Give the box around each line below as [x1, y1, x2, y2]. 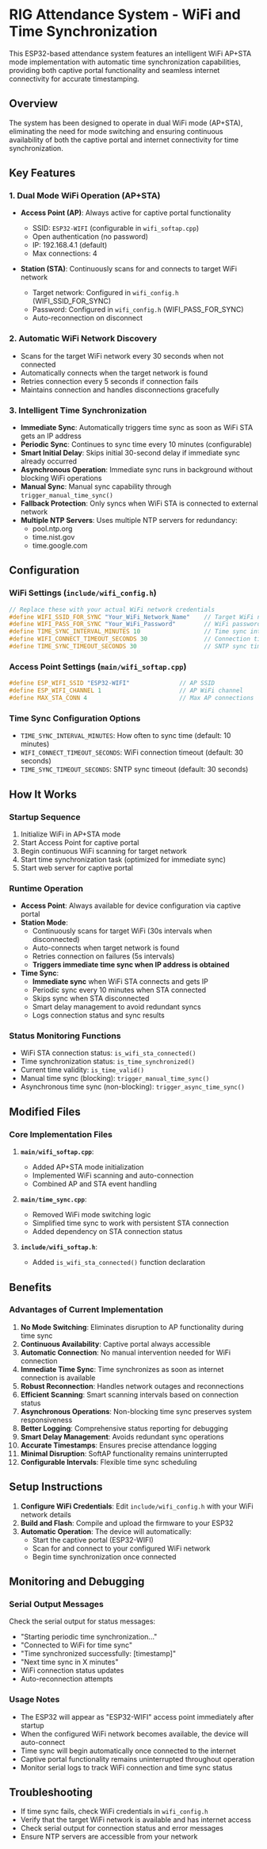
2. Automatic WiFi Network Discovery [9, 333, 158, 344]
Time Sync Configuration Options [9, 713, 141, 724]
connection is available [20, 1373, 96, 1382]
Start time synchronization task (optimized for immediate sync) [20, 855, 227, 864]
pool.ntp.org [32, 524, 73, 533]
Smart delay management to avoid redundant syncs [32, 1002, 201, 1012]
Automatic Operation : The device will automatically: [20, 1526, 193, 1536]
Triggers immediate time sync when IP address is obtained [32, 960, 230, 970]
